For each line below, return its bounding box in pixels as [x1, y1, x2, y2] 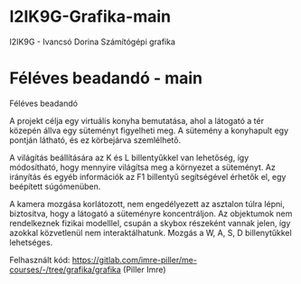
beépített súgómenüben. [9, 181, 101, 192]
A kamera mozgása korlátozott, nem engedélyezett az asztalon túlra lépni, [9, 198, 285, 209]
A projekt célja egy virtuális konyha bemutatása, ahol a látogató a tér [9, 115, 265, 126]
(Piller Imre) [123, 264, 166, 275]
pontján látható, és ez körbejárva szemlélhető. [9, 134, 182, 146]
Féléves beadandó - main [9, 68, 203, 89]
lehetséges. [9, 237, 53, 248]
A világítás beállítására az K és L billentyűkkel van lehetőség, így [9, 152, 249, 163]
